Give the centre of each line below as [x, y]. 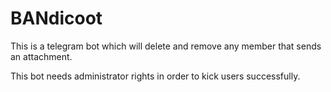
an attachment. [41, 56]
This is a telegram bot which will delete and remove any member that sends [166, 46]
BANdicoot [56, 18]
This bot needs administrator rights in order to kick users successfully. [155, 76]
